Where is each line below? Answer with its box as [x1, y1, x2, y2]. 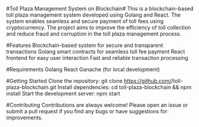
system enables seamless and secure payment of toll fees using [6, 18, 164, 24]
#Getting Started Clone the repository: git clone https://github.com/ [6, 77, 172, 84]
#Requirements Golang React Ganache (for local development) [6, 66, 160, 73]
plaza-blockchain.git [6, 84, 57, 91]
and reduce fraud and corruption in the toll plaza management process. [6, 30, 182, 37]
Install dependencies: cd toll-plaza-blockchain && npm [57, 84, 192, 91]
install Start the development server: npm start [6, 90, 120, 97]
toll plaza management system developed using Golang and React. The [6, 11, 181, 18]
